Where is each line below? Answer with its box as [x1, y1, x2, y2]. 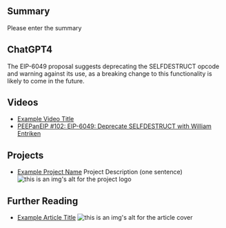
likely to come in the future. [7, 76, 85, 85]
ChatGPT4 [7, 44, 53, 56]
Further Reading [7, 195, 79, 207]
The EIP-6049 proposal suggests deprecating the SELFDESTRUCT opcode [7, 62, 220, 70]
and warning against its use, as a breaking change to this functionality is [7, 69, 212, 78]
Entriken [17, 129, 41, 138]
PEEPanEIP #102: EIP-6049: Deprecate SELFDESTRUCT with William [17, 122, 212, 130]
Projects [7, 149, 44, 161]
